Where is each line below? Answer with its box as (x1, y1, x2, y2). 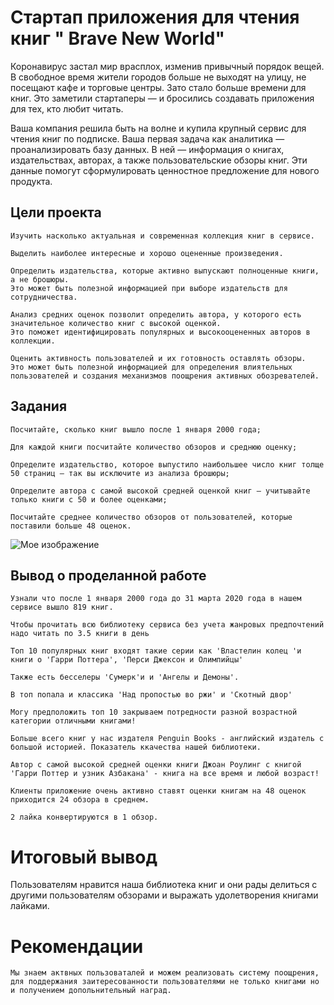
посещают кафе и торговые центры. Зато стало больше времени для (10, 81, 307, 93)
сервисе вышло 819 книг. (10, 602, 114, 613)
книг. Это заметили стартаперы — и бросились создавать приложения (10, 92, 315, 104)
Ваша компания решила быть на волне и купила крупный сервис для (10, 122, 307, 134)
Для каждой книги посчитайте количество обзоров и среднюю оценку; (10, 442, 298, 452)
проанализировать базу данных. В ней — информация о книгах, (10, 143, 285, 155)
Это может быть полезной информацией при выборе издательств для (10, 283, 288, 293)
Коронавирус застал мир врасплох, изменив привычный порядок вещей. (10, 60, 325, 72)
